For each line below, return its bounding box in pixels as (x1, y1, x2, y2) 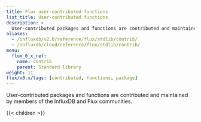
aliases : (6, 31, 28, 37)
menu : (6, 48, 20, 54)
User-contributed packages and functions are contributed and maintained (6, 92, 188, 99)
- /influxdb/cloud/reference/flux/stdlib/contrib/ (11, 42, 141, 48)
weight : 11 (6, 70, 33, 76)
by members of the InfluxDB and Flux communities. (6, 98, 133, 105)
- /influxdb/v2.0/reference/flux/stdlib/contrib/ (11, 36, 138, 42)
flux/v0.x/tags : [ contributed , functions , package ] (6, 75, 138, 81)
